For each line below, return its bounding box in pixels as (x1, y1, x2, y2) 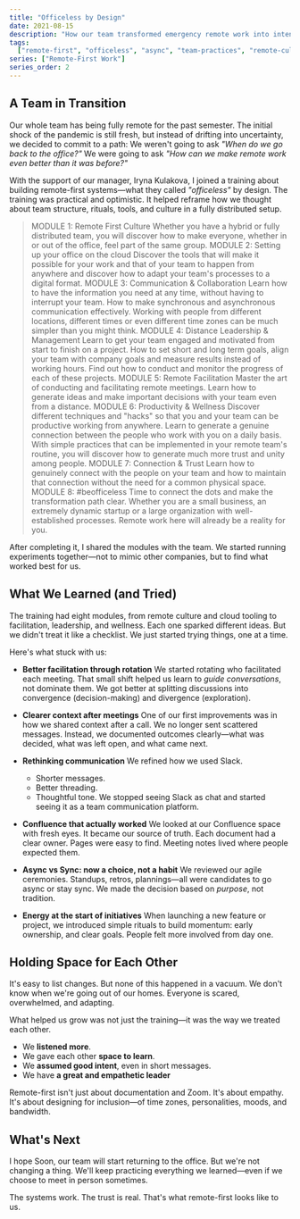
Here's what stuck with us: (9, 647, 107, 657)
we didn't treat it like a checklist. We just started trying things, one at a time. (9, 629, 288, 639)
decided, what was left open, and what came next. (21, 738, 208, 748)
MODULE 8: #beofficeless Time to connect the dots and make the (30, 486, 274, 497)
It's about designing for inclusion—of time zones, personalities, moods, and (9, 1097, 287, 1107)
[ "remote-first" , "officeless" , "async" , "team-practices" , (17, 46, 246, 55)
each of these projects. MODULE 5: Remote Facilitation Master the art (30, 372, 287, 383)
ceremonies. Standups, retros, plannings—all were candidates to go (21, 873, 272, 884)
